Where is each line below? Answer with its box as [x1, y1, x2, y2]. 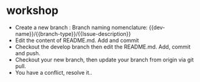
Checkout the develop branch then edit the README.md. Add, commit [15, 43, 191, 50]
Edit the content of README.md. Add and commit [15, 36, 139, 44]
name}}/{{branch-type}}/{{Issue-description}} [15, 30, 131, 37]
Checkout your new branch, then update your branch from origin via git [15, 56, 194, 63]
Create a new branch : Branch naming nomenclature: [15, 24, 148, 31]
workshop [6, 4, 59, 18]
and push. [15, 49, 41, 56]
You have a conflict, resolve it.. [15, 69, 92, 76]
